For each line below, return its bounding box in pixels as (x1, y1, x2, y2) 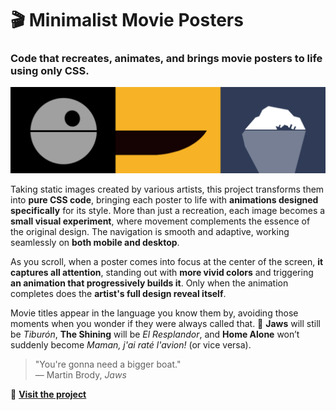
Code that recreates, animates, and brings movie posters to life (10, 52, 323, 66)
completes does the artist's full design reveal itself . (10, 288, 227, 300)
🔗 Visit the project (10, 388, 87, 401)
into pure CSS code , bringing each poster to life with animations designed (10, 194, 319, 206)
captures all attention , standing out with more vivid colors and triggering (10, 267, 314, 279)
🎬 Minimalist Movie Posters (10, 9, 244, 32)
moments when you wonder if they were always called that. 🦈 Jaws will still (10, 318, 321, 330)
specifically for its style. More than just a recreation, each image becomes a (10, 205, 326, 217)
